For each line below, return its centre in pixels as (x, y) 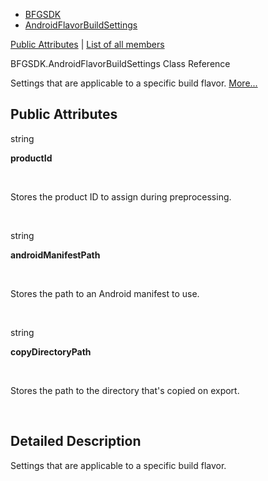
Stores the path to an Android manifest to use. (105, 293)
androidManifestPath (55, 255)
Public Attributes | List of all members (87, 44)
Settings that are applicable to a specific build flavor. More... (134, 83)
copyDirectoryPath (51, 351)
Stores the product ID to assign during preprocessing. (121, 196)
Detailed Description (76, 441)
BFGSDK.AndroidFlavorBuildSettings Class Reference (120, 63)
